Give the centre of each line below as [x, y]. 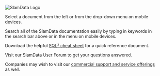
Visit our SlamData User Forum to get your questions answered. [69, 55]
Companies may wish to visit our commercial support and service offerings [80, 64]
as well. [13, 69]
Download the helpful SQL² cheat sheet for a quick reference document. [77, 45]
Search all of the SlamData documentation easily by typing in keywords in [79, 31]
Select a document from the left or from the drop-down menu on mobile [77, 17]
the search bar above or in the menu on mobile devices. [61, 36]
